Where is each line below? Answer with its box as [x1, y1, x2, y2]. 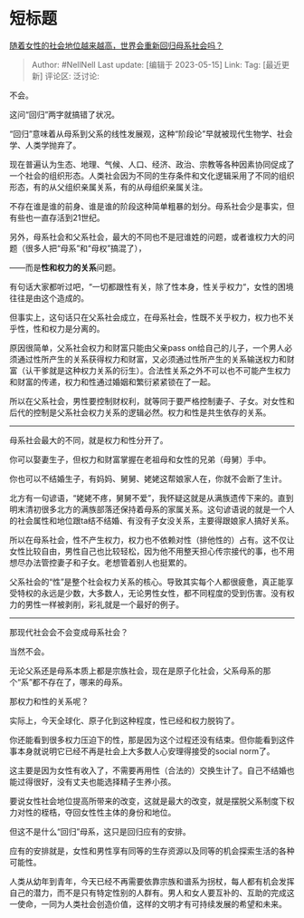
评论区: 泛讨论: [44, 70, 100, 82]
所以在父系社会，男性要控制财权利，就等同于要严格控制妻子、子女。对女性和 [9, 395, 295, 406]
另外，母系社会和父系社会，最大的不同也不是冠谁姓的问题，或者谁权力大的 [9, 231, 287, 242]
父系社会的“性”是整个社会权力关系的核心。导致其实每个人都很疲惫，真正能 [9, 576, 287, 587]
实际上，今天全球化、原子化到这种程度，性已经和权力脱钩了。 [9, 715, 240, 726]
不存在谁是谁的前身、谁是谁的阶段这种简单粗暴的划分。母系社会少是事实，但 [9, 200, 295, 211]
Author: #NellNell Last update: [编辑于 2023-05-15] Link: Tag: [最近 [31, 59, 282, 70]
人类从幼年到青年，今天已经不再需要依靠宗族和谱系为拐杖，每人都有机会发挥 [9, 875, 295, 886]
